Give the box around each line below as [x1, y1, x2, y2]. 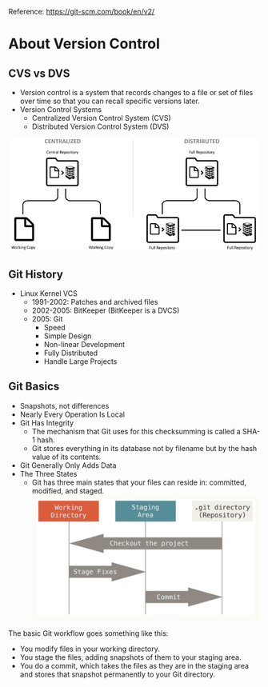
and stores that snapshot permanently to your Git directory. [19, 669, 216, 679]
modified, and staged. [31, 485, 105, 495]
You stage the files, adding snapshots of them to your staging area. [19, 652, 242, 662]
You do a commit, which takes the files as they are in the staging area [19, 661, 250, 670]
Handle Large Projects [43, 357, 118, 366]
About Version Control [8, 35, 160, 53]
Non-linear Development [43, 340, 126, 349]
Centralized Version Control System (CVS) [31, 114, 172, 122]
